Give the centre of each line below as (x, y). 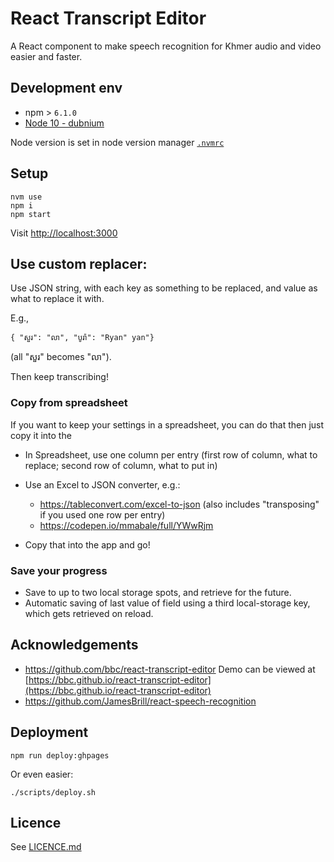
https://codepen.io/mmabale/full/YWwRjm (126, 525)
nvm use (26, 197)
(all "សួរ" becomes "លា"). (61, 357)
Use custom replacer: (79, 263)
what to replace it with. (57, 299)
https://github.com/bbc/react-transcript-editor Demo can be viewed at (170, 669)
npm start (31, 214)
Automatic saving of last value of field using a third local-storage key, (167, 603)
